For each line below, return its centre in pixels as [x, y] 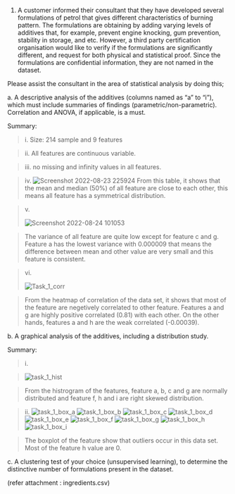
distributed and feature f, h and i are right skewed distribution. [114, 398]
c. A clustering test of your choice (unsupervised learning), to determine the [118, 462]
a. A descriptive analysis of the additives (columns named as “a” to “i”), [110, 97]
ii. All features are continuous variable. [80, 153]
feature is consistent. [55, 259]
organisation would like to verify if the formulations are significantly [115, 48]
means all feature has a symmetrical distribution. [95, 196]
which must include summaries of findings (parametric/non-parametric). [112, 105]
